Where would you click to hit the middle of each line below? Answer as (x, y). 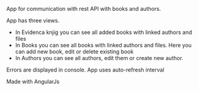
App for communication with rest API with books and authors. (84, 9)
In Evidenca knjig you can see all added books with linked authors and (104, 32)
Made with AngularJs (33, 82)
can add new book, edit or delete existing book (74, 52)
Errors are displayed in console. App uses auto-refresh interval (86, 70)
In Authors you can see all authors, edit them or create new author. (99, 58)
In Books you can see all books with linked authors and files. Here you (103, 45)
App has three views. (33, 20)
